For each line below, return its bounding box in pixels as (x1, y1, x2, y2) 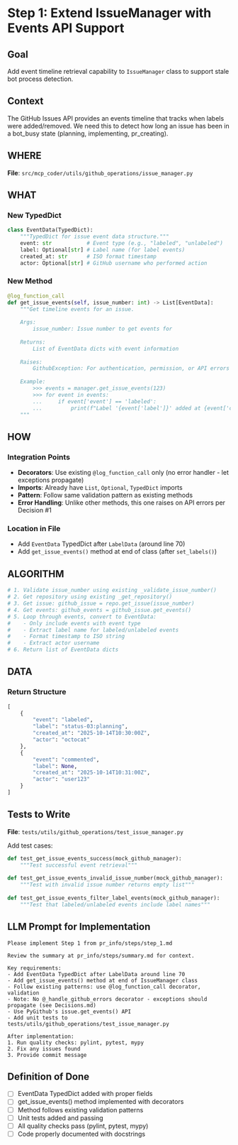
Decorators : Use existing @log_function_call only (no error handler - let (17, 469, 229, 477)
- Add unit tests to (7, 1014, 69, 1021)
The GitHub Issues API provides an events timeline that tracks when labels (7, 114, 225, 122)
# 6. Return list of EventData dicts (7, 646, 119, 654)
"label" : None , (33, 762, 78, 769)
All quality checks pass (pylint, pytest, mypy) (17, 1122, 149, 1130)
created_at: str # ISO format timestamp (20, 253, 157, 260)
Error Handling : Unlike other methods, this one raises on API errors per (17, 498, 225, 507)
